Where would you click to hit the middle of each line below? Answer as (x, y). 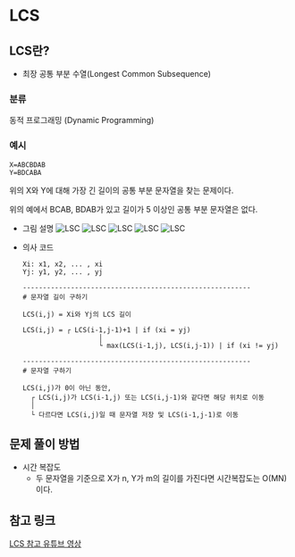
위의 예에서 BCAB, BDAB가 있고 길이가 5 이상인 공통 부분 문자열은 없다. (134, 209)
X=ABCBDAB (28, 165)
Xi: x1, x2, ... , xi (62, 264)
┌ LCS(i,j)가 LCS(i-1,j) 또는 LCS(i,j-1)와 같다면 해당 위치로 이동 (148, 397)
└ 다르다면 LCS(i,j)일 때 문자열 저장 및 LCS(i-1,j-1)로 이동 (135, 415)
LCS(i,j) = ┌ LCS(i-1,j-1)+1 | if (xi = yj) (106, 330)
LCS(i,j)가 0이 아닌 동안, (67, 388)
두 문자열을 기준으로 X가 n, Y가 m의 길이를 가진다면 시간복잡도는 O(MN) (161, 478)
